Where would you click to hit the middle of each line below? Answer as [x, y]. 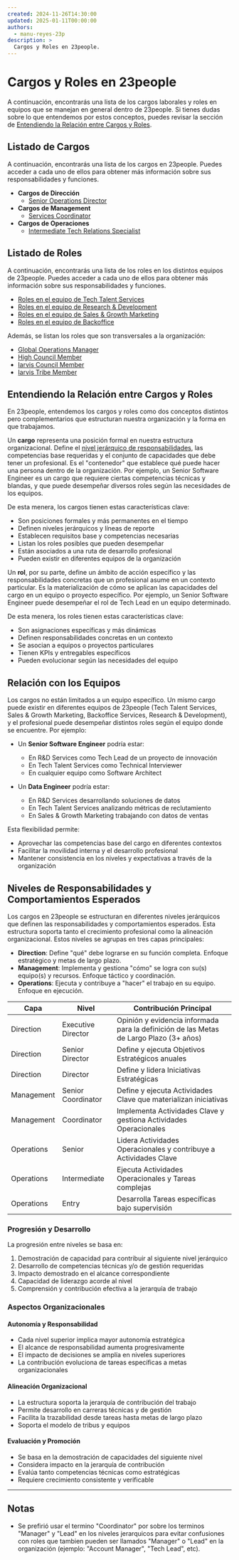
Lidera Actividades [148, 1140]
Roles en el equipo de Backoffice [66, 322]
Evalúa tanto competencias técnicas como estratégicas [99, 1472]
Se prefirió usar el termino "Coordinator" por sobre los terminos [111, 1526]
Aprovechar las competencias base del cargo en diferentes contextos [119, 843]
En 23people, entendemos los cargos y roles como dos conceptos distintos [118, 412]
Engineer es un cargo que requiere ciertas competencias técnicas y [107, 478]
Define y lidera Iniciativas [159, 1070]
